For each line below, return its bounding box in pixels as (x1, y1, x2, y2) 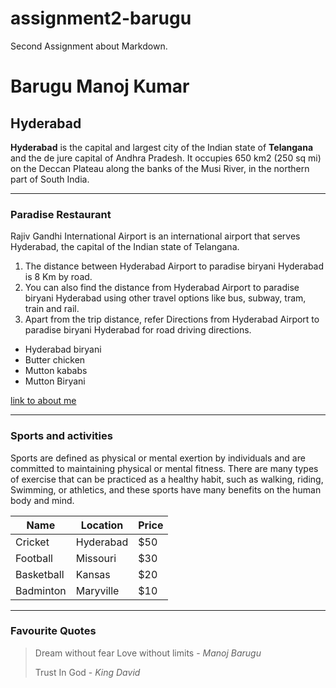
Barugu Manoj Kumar (10, 75, 190, 98)
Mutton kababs (24, 365, 88, 377)
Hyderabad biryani (24, 343, 102, 356)
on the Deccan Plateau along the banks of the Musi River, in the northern (10, 162, 310, 174)
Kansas (75, 567, 111, 581)
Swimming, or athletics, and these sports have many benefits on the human (10, 483, 322, 496)
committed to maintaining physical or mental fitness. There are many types (10, 462, 319, 474)
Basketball (15, 567, 65, 581)
